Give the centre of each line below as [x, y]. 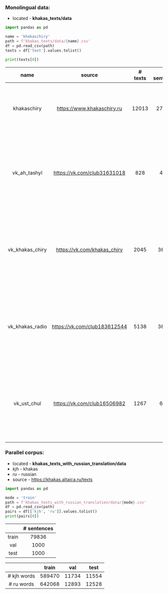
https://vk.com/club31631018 [89, 172]
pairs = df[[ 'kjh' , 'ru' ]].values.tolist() [51, 511]
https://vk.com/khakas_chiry [89, 249]
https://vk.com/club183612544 [89, 326]
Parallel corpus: [25, 452]
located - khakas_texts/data [42, 18]
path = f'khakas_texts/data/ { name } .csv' [48, 41]
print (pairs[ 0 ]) [22, 516]
